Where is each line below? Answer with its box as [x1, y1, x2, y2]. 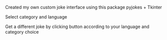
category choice [5, 29, 39, 34]
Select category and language [5, 14, 67, 19]
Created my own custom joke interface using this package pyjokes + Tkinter [5, 4, 162, 10]
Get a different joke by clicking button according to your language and [5, 23, 149, 29]
